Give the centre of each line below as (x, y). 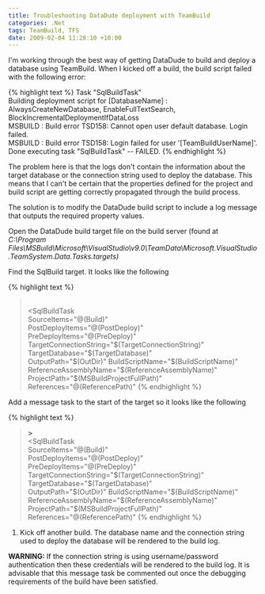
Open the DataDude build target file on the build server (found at (114, 232)
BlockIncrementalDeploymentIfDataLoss (74, 118)
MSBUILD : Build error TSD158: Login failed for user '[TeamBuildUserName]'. (133, 143)
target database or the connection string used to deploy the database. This (131, 175)
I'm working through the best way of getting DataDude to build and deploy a (132, 60)
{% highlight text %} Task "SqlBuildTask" (75, 93)
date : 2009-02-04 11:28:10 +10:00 (65, 38)
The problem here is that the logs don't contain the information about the (127, 167)
